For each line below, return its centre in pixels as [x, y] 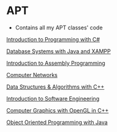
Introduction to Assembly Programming [56, 63]
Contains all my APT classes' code [59, 28]
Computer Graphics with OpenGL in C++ [58, 110]
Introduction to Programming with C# [53, 39]
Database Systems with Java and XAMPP [59, 51]
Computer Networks [32, 75]
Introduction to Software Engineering [53, 98]
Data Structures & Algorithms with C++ [55, 87]
